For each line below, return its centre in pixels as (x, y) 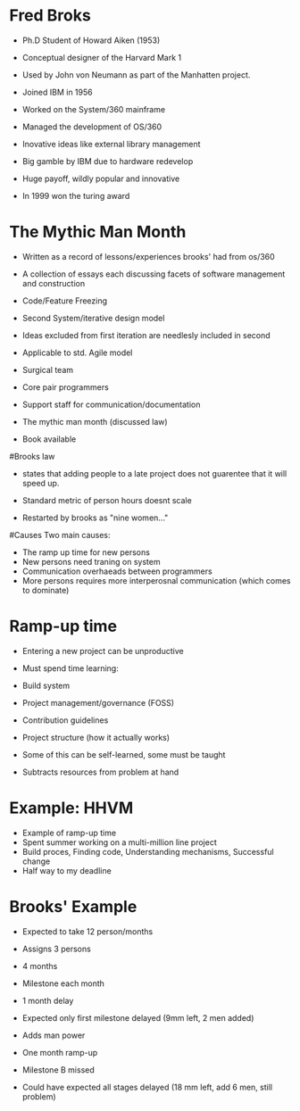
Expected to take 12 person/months (87, 931)
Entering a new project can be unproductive (103, 651)
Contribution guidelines (65, 720)
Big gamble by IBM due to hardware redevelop (108, 161)
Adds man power (54, 1035)
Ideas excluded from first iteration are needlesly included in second (146, 335)
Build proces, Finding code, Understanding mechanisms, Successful (148, 851)
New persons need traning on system (91, 561)
